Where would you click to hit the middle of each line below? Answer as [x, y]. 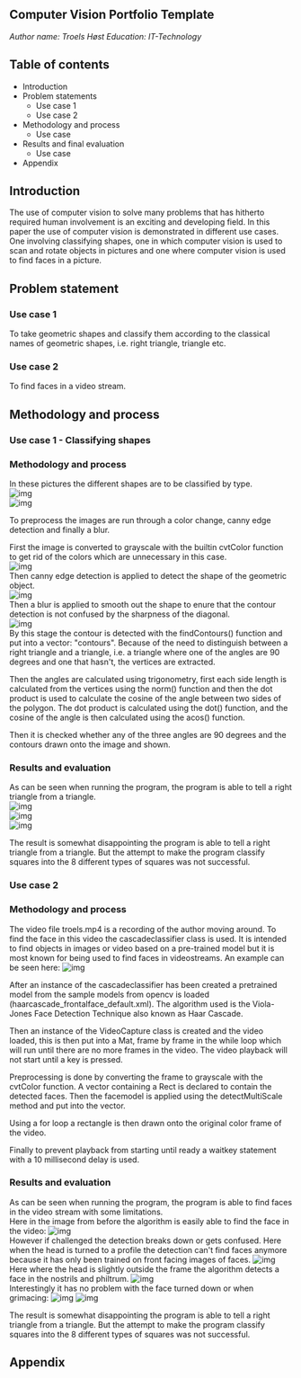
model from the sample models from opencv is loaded [109, 994]
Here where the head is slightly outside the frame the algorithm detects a [145, 1269]
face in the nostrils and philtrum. [69, 1278]
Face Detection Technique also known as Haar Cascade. [139, 1013]
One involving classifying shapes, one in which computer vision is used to [146, 241]
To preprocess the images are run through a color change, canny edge [140, 520]
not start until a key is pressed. [66, 1059]
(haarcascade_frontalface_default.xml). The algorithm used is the [130, 1004]
